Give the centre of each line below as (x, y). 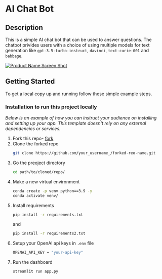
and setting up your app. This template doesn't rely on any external (76, 123)
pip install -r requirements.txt (48, 215)
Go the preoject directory (39, 163)
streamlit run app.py (35, 271)
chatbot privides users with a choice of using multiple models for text (77, 45)
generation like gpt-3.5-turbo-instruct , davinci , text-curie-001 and (77, 50)
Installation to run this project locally (51, 107)
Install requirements (33, 205)
